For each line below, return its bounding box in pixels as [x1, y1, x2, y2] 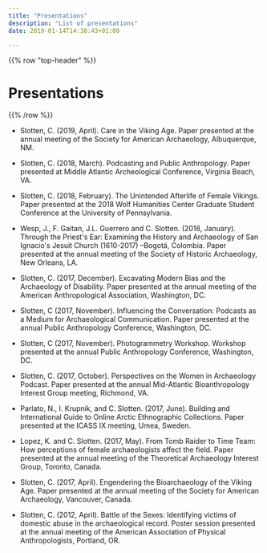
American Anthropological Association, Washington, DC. [19, 291, 207, 300]
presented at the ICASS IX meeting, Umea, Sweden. [19, 421, 191, 430]
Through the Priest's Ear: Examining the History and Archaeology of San [19, 232, 259, 242]
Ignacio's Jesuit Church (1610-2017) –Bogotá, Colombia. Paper [19, 241, 227, 250]
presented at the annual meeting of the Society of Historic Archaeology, [19, 250, 258, 259]
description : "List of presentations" [8, 19, 138, 27]
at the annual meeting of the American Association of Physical [19, 527, 226, 537]
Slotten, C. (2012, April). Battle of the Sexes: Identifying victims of [19, 510, 237, 520]
